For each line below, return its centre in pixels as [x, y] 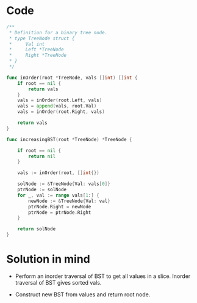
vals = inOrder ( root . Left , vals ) [60, 100]
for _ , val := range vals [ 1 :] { [58, 195]
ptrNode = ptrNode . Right [60, 212]
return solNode [37, 229]
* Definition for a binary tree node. [58, 32]
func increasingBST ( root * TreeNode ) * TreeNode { [69, 139]
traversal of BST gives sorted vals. [58, 283]
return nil [42, 156]
